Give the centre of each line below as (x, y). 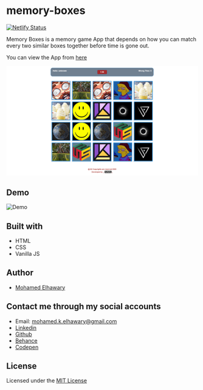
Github (23, 334)
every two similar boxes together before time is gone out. (78, 46)
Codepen (27, 347)
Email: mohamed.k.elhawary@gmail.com (66, 321)
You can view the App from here (46, 57)
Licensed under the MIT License (46, 381)
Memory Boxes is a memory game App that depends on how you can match (101, 39)
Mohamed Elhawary (40, 287)
